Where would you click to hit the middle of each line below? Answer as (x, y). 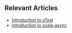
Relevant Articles (31, 8)
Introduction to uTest (32, 20)
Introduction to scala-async (39, 25)
